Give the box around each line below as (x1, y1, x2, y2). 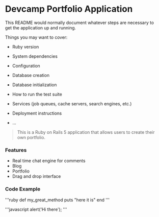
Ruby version (12, 44, 39, 49)
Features (5, 146, 27, 153)
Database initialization (12, 82, 57, 88)
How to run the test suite (12, 91, 62, 97)
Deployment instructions (12, 110, 62, 116)
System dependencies (12, 53, 58, 59)
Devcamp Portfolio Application (5, 3, 133, 15)
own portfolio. (17, 134, 46, 140)
